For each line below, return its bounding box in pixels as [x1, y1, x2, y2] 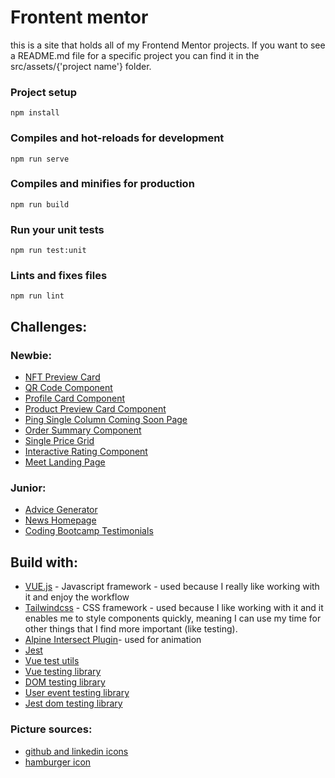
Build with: [10, 554, 78, 571]
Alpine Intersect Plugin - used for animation [24, 634, 202, 646]
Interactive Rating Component [24, 446, 148, 458]
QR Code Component [24, 382, 113, 394]
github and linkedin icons [24, 745, 129, 757]
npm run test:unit [10, 246, 87, 256]
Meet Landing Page [24, 456, 106, 468]
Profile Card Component [24, 392, 126, 405]
